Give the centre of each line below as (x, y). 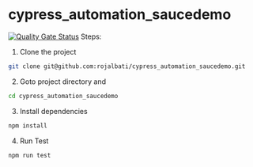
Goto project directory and (63, 82)
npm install (28, 125)
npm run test (30, 155)
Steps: (91, 36)
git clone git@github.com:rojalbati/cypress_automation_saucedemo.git (127, 66)
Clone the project (48, 51)
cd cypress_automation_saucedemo (63, 96)
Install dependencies (54, 111)
